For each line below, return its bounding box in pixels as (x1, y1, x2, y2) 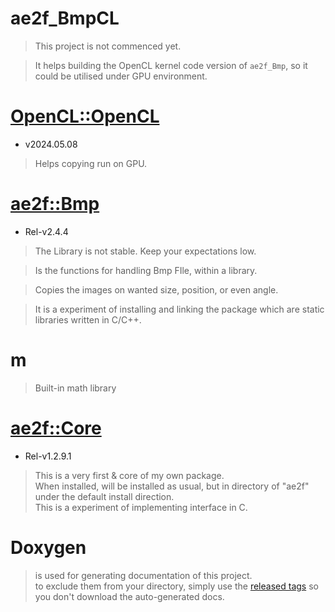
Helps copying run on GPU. (34, 157, 148, 169)
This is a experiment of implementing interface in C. (34, 501, 248, 513)
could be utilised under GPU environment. (34, 70, 208, 82)
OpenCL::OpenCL (10, 105, 160, 128)
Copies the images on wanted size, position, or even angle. (34, 283, 279, 296)
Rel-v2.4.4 (24, 225, 69, 237)
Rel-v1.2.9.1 (24, 450, 72, 462)
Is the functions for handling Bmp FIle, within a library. (34, 264, 258, 276)
